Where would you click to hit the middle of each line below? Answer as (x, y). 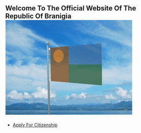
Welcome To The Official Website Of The (71, 8)
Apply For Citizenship (35, 125)
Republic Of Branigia (39, 16)
